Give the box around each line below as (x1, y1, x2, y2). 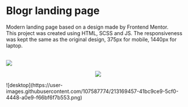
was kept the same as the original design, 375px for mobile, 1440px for (6, 36, 177, 43)
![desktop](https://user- (6, 81, 63, 88)
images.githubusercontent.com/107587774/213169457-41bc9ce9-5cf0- (6, 88, 179, 95)
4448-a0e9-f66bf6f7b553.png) (6, 94, 83, 101)
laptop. (6, 42, 23, 49)
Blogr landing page (6, 4, 100, 18)
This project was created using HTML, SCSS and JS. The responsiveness (6, 29, 183, 36)
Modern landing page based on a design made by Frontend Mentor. (6, 23, 169, 30)
